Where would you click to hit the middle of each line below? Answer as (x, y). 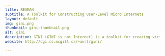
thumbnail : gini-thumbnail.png (37, 28)
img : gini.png (20, 23)
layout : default (22, 19)
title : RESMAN (20, 10)
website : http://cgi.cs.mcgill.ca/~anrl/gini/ (54, 42)
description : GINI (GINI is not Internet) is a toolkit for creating (78, 37)
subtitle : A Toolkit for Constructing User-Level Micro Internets (74, 14)
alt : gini (15, 32)
